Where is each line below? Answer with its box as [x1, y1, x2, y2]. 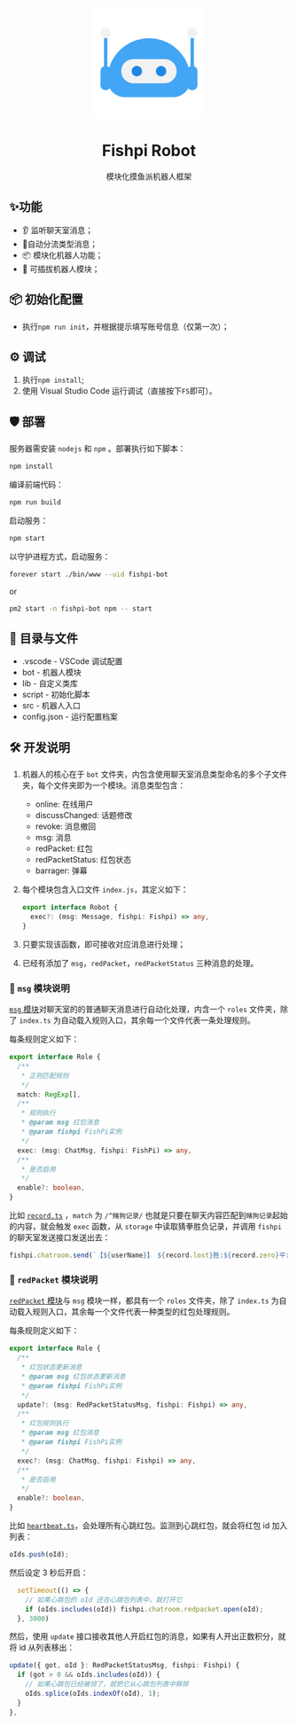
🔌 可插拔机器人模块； [21, 263, 100, 274]
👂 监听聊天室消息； [21, 224, 93, 235]
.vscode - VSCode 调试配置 [21, 656, 123, 667]
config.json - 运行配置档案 [21, 712, 118, 722]
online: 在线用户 [35, 799, 94, 809]
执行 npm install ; [21, 375, 84, 386]
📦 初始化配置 [9, 292, 84, 308]
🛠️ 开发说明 [9, 739, 71, 755]
